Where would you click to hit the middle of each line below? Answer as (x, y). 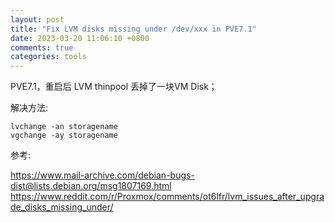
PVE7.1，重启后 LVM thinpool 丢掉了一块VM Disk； (114, 87)
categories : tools (48, 57)
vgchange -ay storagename (64, 136)
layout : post (37, 19)
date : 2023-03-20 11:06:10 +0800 (80, 38)
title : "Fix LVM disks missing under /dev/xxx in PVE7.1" (133, 29)
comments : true (42, 47)
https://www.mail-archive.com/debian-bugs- (102, 175)
